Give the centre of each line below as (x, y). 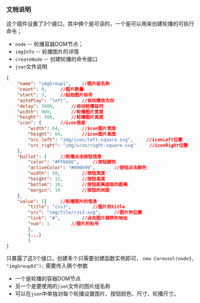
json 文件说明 (31, 67)
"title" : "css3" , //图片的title (77, 207)
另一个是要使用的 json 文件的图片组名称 (63, 286)
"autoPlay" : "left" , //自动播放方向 (66, 101)
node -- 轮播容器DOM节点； (49, 44)
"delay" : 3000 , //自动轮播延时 (60, 106)
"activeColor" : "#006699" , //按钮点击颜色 (87, 168)
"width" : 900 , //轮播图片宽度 (60, 112)
